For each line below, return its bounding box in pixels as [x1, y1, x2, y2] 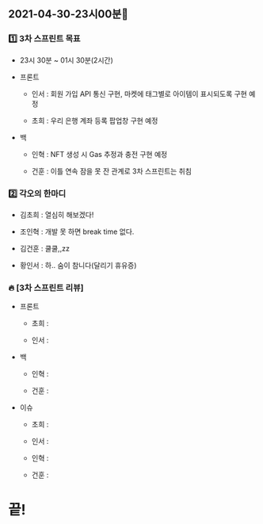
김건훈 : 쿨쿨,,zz [19, 243, 70, 253]
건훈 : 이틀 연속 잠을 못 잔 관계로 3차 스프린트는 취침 [31, 166, 192, 176]
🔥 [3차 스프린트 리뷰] [8, 282, 84, 293]
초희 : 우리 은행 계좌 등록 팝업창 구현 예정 [31, 116, 158, 125]
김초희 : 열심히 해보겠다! [19, 209, 94, 220]
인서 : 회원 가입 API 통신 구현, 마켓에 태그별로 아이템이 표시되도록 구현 [31, 89, 247, 98]
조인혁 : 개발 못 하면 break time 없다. [19, 227, 135, 236]
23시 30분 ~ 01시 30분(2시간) [19, 55, 113, 65]
